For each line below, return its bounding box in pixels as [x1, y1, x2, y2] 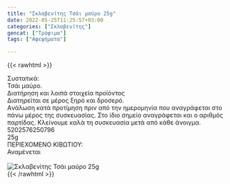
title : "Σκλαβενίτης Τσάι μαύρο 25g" [7, 10, 116, 17]
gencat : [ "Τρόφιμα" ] [7, 29, 67, 37]
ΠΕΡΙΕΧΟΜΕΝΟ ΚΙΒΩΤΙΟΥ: [7, 140, 83, 149]
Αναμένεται [7, 148, 41, 156]
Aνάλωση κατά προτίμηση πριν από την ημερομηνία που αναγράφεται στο [7, 104, 223, 112]
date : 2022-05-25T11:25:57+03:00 [7, 17, 104, 24]
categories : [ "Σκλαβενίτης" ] [7, 23, 91, 30]
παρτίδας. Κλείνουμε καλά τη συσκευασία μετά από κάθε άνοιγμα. [7, 118, 202, 127]
